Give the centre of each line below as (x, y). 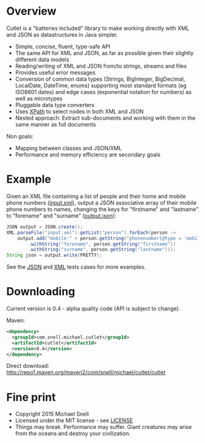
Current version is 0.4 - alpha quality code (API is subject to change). (93, 309)
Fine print (31, 397)
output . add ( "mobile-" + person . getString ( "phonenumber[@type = (99, 238)
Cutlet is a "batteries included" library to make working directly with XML (98, 28)
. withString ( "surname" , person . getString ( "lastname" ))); (102, 250)
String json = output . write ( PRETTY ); (54, 255)
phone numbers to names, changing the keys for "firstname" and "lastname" (103, 209)
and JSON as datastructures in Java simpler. (62, 34)
